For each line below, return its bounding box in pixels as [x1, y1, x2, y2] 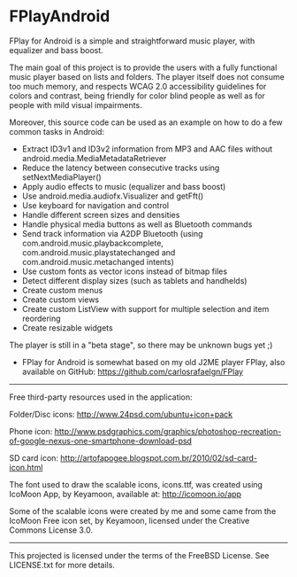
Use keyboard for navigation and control [21, 199, 170, 210]
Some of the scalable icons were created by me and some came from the [9, 505, 277, 516]
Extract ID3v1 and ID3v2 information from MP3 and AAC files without [21, 144, 273, 154]
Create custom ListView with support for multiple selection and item [21, 303, 270, 314]
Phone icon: [9, 425, 53, 436]
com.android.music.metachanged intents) [21, 256, 175, 267]
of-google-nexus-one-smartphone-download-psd [9, 435, 193, 446]
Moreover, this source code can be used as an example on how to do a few [9, 117, 283, 128]
